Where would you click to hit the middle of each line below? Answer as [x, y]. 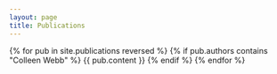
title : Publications [48, 26]
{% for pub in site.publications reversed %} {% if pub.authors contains [139, 50]
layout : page [33, 17]
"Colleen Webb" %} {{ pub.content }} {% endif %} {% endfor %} [127, 60]
